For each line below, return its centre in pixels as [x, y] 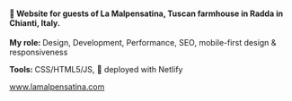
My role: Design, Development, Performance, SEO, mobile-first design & [143, 43]
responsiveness [39, 52]
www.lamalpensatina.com [57, 87]
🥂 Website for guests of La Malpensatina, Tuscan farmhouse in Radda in [146, 13]
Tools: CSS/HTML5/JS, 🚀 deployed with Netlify [96, 70]
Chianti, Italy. [35, 22]
